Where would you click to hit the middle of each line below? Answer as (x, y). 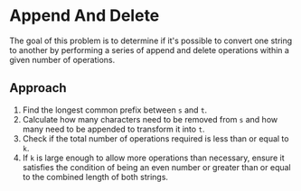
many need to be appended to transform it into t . (113, 129)
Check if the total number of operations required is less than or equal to (155, 138)
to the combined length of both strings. (95, 177)
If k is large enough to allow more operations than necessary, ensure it (153, 158)
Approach (38, 88)
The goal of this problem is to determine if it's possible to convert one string (151, 41)
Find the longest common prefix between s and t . (115, 110)
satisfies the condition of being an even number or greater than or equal (156, 167)
